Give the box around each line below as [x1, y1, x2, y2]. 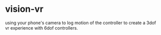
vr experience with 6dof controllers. [5, 25, 78, 31]
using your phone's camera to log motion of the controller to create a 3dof [5, 20, 157, 26]
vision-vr [5, 3, 43, 15]
